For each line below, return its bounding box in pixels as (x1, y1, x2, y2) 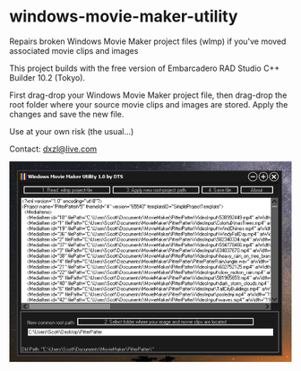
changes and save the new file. (9, 108, 125, 119)
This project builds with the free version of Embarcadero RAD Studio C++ (9, 63, 280, 73)
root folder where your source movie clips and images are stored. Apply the (9, 99, 288, 109)
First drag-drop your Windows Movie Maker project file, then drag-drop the (9, 90, 288, 100)
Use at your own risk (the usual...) (9, 125, 134, 136)
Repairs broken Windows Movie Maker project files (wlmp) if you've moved (9, 36, 287, 47)
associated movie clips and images (9, 45, 139, 56)
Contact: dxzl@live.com (9, 143, 98, 154)
